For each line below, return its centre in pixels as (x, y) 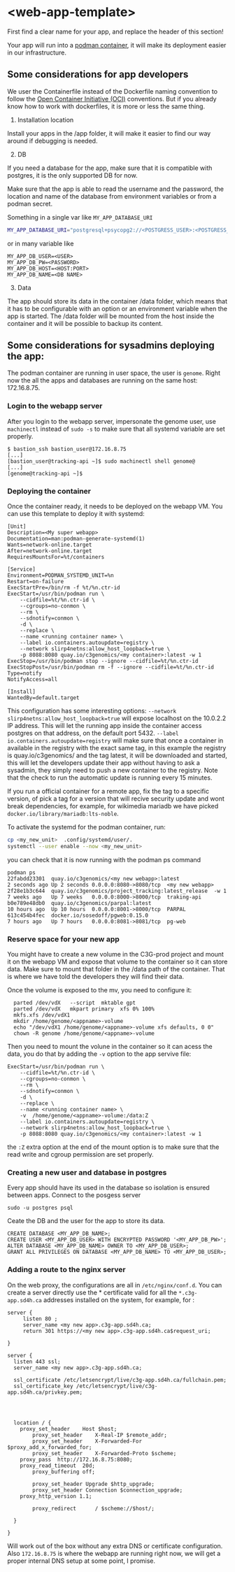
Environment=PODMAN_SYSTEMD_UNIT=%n (60, 576)
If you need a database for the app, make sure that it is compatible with (110, 168)
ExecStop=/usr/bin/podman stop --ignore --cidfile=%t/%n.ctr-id (103, 662)
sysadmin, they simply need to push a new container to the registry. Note (113, 771)
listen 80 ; (40, 1319)
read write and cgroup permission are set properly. (80, 1155)
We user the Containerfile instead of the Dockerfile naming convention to (113, 91)
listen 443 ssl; (37, 1362)
